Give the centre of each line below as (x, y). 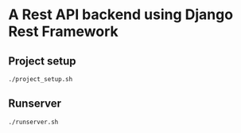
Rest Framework (63, 31)
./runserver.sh (33, 122)
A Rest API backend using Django (120, 15)
